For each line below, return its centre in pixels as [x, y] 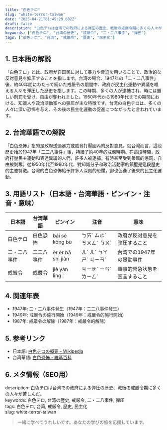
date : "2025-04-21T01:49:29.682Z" [41, 19]
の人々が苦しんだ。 [25, 394]
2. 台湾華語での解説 [35, 133]
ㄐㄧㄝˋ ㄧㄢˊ [96, 269]
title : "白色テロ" [23, 10]
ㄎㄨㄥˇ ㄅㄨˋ [96, 243]
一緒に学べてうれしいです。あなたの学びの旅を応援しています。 [82, 422]
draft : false [19, 24]
